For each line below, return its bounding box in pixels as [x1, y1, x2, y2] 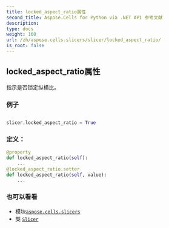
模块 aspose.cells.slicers [15, 207, 81, 215]
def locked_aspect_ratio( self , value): [6, 172, 107, 178]
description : [6, 20, 39, 26]
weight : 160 [6, 31, 36, 37]
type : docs [6, 25, 34, 32]
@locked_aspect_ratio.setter [6, 166, 80, 172]
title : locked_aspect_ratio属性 [6, 8, 86, 15]
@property [6, 149, 31, 155]
